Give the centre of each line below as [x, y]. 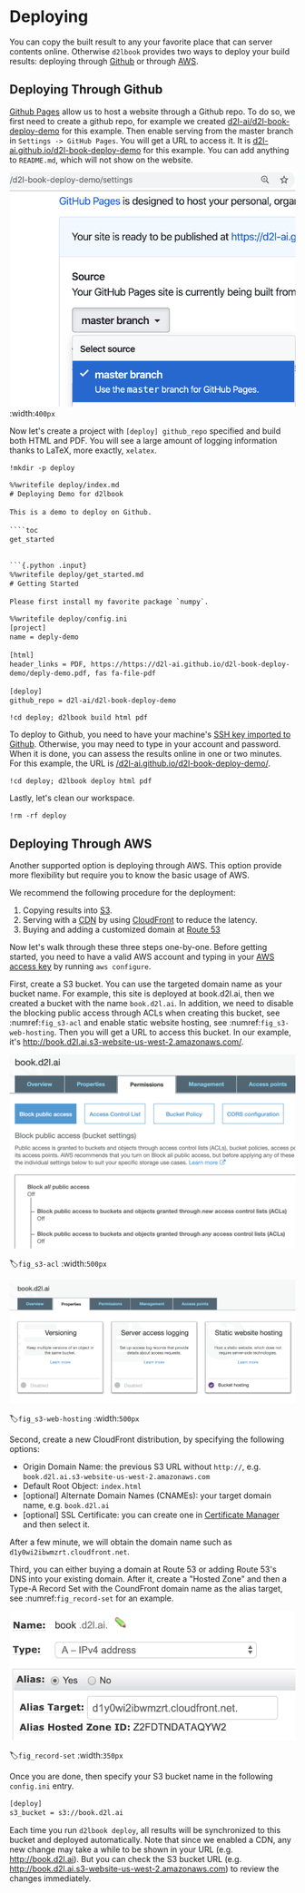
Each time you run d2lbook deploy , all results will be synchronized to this [145, 1830]
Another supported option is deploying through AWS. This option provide [146, 866]
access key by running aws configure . [80, 966]
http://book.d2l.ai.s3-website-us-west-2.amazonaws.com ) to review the [144, 1869]
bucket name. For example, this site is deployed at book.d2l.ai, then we [142, 994]
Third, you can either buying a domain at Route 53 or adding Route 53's [143, 1569]
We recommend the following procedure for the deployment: [123, 893]
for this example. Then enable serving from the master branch [177, 131]
